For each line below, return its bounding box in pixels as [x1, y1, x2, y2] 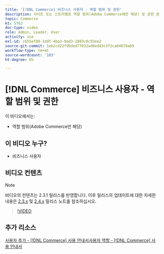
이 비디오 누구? [5, 139, 47, 148]
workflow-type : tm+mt [5, 48, 49, 53]
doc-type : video [5, 25, 38, 30]
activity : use [5, 35, 34, 40]
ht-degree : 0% [5, 57, 34, 62]
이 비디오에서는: [5, 113, 36, 119]
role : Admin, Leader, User [5, 30, 60, 35]
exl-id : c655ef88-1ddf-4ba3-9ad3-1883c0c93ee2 [5, 39, 102, 44]
